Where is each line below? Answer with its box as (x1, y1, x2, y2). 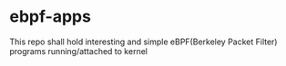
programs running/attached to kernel (9, 45, 148, 56)
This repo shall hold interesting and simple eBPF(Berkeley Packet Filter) (9, 36, 278, 47)
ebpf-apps (9, 6, 91, 27)
